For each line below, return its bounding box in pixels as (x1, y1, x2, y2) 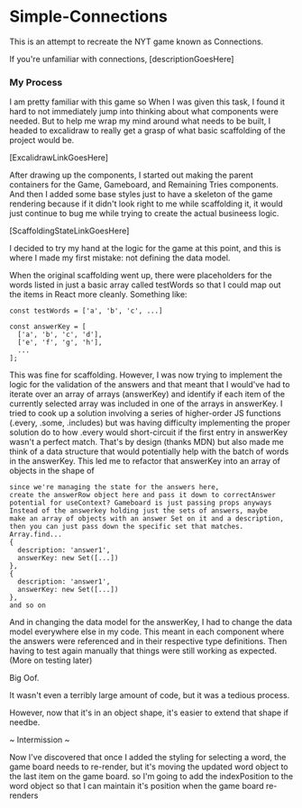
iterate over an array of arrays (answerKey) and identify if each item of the (9, 389, 286, 400)
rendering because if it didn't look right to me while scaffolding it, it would (9, 198, 283, 209)
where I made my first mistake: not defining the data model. (9, 252, 231, 263)
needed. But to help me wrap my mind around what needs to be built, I (9, 115, 271, 127)
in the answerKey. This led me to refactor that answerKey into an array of (9, 456, 281, 467)
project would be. (9, 135, 75, 146)
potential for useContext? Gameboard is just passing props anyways (9, 498, 272, 508)
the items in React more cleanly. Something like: (9, 289, 188, 300)
